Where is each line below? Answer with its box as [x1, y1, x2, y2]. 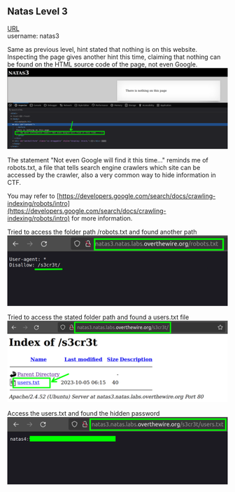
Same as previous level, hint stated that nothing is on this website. [7, 45, 198, 53]
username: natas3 [7, 31, 59, 40]
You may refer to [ [7, 192, 59, 200]
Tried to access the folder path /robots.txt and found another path [7, 227, 197, 236]
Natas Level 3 [7, 6, 68, 17]
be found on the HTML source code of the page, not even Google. [7, 59, 198, 69]
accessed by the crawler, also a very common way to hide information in [7, 171, 217, 179]
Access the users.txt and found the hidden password [7, 409, 160, 418]
